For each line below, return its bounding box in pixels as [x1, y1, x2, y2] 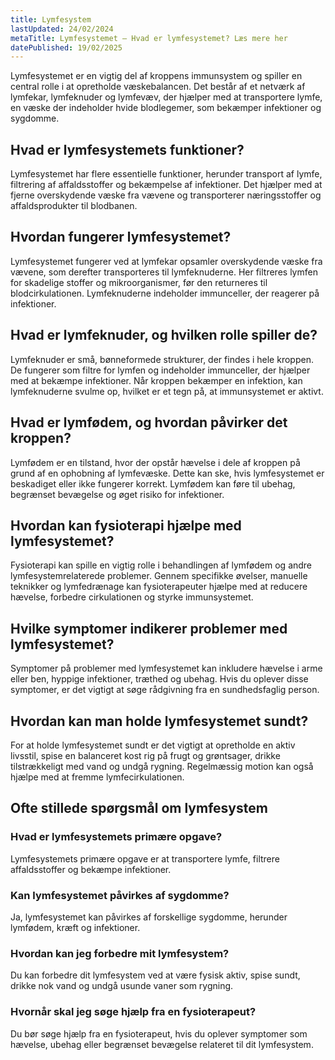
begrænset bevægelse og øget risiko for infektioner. [10, 488, 225, 500]
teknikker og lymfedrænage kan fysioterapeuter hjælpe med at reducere [10, 581, 308, 593]
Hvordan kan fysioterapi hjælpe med [10, 517, 242, 534]
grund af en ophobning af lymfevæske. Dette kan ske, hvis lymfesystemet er [10, 467, 325, 479]
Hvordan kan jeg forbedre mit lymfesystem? [10, 946, 230, 960]
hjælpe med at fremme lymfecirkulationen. [10, 771, 185, 783]
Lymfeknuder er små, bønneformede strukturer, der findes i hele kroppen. [10, 353, 314, 365]
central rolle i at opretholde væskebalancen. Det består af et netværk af [10, 81, 306, 93]
